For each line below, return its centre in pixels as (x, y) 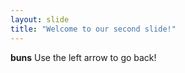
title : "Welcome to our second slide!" (93, 29)
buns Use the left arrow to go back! (83, 57)
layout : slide (40, 19)
